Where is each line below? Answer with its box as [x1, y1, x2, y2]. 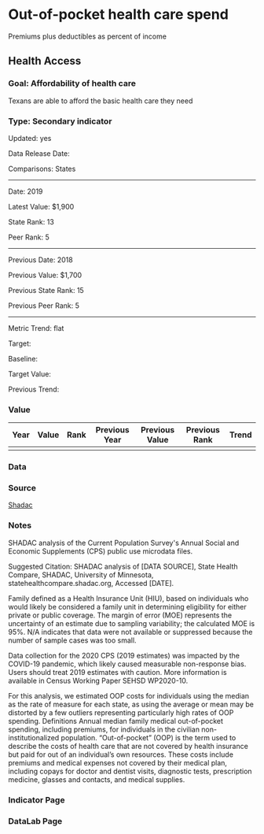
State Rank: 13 [8, 217, 55, 226]
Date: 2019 [8, 187, 43, 196]
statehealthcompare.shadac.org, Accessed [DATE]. [8, 578, 174, 588]
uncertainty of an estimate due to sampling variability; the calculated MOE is [8, 618, 255, 628]
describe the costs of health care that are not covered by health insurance [8, 741, 249, 751]
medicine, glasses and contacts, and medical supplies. [8, 774, 185, 784]
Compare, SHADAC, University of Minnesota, [8, 569, 154, 580]
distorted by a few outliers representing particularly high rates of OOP [8, 707, 234, 717]
